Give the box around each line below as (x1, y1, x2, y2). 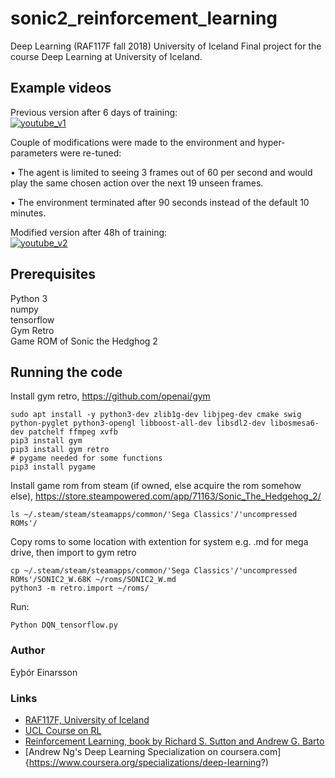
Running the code (10, 363, 123, 381)
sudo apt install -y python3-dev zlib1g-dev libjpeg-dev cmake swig (10, 410, 302, 420)
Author (10, 643, 46, 657)
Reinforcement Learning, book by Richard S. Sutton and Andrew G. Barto (24, 735, 325, 747)
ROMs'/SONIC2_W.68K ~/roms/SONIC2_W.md (10, 575, 177, 585)
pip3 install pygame (10, 462, 97, 472)
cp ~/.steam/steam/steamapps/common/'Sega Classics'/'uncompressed (10, 566, 298, 576)
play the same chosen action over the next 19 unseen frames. (10, 177, 264, 189)
